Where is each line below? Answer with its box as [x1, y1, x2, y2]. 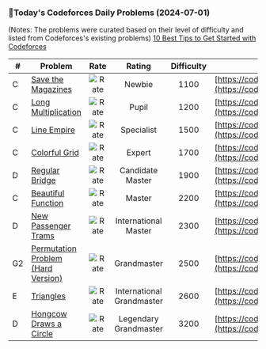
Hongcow [31, 309, 67, 320]
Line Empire [31, 124, 75, 135]
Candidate [119, 165, 158, 176]
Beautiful [31, 188, 65, 199]
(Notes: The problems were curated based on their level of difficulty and [8, 25, 244, 35]
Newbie [123, 79, 154, 90]
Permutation [31, 243, 77, 254]
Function [31, 198, 64, 209]
